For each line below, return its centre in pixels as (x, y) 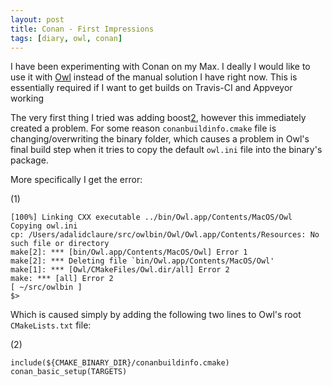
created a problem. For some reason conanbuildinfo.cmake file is (143, 128)
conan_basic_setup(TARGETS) (69, 372)
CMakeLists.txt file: (51, 325)
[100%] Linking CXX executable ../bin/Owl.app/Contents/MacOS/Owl (151, 217)
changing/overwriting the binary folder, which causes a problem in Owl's (160, 139)
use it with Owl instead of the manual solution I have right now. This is (154, 77)
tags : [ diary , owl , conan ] (66, 38)
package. (29, 160)
